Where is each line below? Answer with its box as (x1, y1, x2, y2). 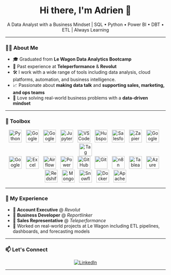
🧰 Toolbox (5, 118, 31, 125)
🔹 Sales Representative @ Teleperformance (12, 217, 106, 223)
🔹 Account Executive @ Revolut (12, 206, 80, 212)
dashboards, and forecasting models (12, 228, 90, 234)
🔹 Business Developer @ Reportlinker (12, 212, 93, 218)
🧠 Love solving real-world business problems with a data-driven (12, 95, 149, 101)
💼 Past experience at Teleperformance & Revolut (12, 64, 117, 70)
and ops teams (12, 89, 45, 96)
